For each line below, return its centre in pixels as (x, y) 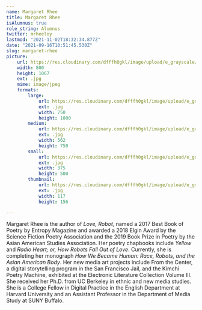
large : (36, 96)
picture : (17, 56)
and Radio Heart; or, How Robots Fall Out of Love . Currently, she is (89, 249)
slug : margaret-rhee (32, 51)
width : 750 (52, 112)
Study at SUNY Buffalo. (35, 300)
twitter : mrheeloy (29, 34)
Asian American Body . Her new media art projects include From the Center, (99, 263)
